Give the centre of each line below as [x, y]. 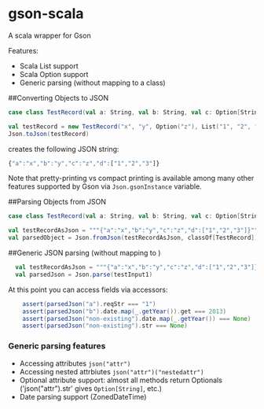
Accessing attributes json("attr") [75, 363]
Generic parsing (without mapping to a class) [93, 83]
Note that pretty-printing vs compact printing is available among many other [131, 179]
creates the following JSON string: [64, 149]
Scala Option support [54, 74]
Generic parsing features [57, 346]
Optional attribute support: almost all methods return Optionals [121, 380]
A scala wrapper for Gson [50, 35]
